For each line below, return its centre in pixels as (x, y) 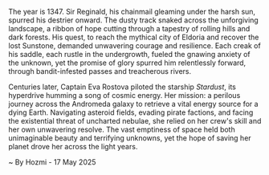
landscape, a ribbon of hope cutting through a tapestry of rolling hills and (129, 28)
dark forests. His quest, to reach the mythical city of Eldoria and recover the (134, 37)
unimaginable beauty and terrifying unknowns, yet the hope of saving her (130, 138)
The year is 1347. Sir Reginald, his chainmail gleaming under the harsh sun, (132, 12)
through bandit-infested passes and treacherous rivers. (100, 71)
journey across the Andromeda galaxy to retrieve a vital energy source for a (133, 104)
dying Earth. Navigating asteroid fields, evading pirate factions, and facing (131, 112)
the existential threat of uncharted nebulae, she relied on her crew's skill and (135, 121)
